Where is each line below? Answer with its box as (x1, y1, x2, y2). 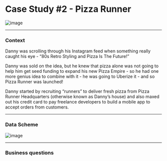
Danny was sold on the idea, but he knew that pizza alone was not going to (5, 63, 159, 69)
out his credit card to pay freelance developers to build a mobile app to (5, 99, 151, 105)
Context (5, 37, 25, 44)
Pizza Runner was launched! (5, 79, 64, 85)
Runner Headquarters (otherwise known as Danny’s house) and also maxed (5, 94, 160, 100)
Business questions (5, 150, 54, 157)
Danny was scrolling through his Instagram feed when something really (5, 48, 151, 54)
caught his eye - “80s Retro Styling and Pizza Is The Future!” (5, 54, 129, 59)
